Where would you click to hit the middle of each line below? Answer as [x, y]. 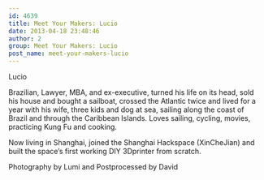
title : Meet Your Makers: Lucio [63, 24]
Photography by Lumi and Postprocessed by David [93, 167]
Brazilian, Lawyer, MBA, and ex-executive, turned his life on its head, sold [131, 92]
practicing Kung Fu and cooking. [63, 127]
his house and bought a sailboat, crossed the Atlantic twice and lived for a [132, 101]
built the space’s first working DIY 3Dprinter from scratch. [105, 151]
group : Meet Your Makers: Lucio [63, 46]
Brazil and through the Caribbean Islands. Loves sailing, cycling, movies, [130, 118]
